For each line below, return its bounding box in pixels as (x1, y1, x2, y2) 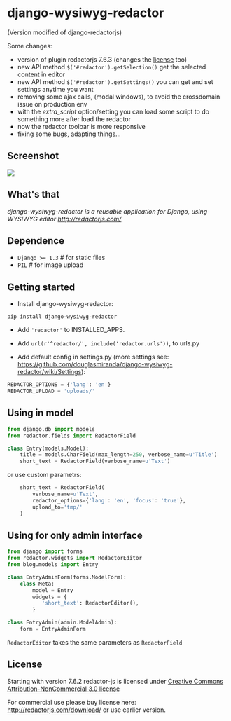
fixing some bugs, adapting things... (17, 130, 121, 138)
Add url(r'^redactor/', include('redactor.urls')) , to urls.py (17, 339, 200, 348)
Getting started (7, 281, 76, 293)
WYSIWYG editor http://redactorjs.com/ (7, 214, 122, 223)
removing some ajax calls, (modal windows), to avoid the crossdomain (17, 92, 220, 101)
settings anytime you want (17, 85, 94, 93)
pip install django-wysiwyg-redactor (7, 313, 118, 320)
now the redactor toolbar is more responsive (17, 122, 146, 130)
